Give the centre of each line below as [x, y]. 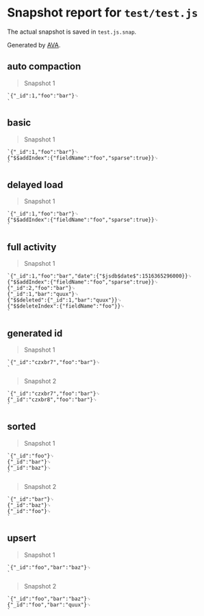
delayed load [35, 184]
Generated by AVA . [34, 45]
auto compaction [44, 67]
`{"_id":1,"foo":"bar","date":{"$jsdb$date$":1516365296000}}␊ [100, 276]
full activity [32, 247]
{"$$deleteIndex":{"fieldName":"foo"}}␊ [66, 306]
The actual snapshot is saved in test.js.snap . [72, 32]
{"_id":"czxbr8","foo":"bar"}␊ [52, 400]
